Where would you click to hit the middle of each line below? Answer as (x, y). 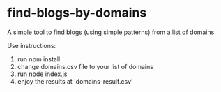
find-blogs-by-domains (77, 13)
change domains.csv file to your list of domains (85, 66)
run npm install (39, 59)
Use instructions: (32, 45)
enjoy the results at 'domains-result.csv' (75, 81)
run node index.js (42, 74)
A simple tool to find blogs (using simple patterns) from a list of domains (111, 32)
